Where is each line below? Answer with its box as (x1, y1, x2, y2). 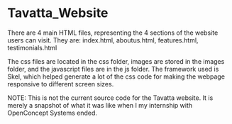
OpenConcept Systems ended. (7, 108, 98, 117)
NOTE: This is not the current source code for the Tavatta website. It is (7, 94, 214, 102)
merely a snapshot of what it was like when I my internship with (7, 101, 193, 109)
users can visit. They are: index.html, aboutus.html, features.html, (7, 35, 199, 44)
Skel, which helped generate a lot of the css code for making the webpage (7, 72, 226, 81)
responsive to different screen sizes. (7, 79, 114, 88)
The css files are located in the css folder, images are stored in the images (7, 57, 225, 65)
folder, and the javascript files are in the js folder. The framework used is (7, 64, 219, 73)
